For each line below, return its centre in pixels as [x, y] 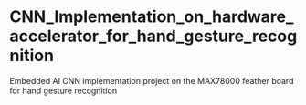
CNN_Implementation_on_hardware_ [152, 17]
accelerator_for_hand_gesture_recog [153, 36]
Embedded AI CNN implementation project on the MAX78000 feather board [152, 80]
